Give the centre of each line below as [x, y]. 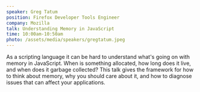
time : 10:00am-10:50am [35, 34]
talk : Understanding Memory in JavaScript [60, 29]
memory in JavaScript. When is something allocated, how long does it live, [99, 63]
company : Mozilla [28, 23]
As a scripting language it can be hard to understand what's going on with [98, 57]
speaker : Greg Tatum [32, 12]
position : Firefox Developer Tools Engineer [63, 17]
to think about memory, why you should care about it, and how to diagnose [99, 76]
